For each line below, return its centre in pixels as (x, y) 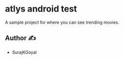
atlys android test (41, 9)
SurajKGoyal (24, 52)
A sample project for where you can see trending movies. (62, 22)
